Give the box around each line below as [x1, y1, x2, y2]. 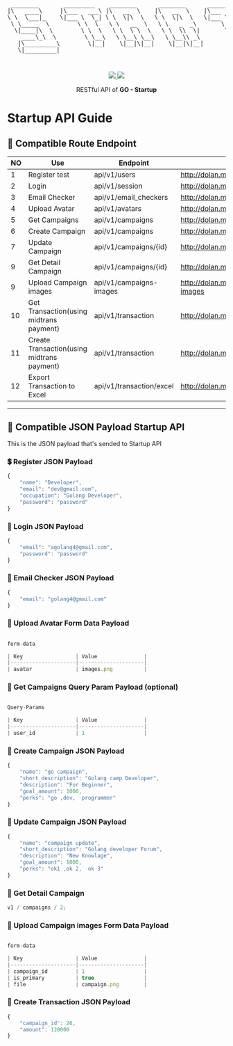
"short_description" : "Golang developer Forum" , [19, 846, 163, 853]
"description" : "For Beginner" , [19, 781, 113, 789]
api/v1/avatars [94, 204, 142, 214]
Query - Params [7, 704, 45, 711]
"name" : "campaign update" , [19, 839, 101, 846]
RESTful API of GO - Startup [76, 86, 157, 94]
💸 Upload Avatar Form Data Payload [7, 619, 130, 628]
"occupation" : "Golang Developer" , [19, 492, 123, 500]
